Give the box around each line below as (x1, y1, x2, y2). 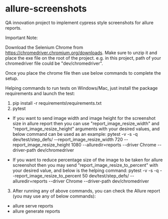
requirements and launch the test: (5, 90, 75, 96)
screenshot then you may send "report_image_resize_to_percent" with (12, 162, 158, 168)
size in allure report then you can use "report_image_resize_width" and (12, 120, 159, 126)
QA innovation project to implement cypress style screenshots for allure (5, 20, 154, 26)
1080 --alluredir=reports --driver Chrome (71, 141, 157, 148)
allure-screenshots (5, 3, 87, 15)
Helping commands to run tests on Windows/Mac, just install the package (5, 85, 158, 91)
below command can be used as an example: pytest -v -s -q (12, 131, 138, 137)
